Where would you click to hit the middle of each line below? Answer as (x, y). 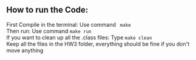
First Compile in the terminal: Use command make (69, 24)
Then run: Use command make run (49, 31)
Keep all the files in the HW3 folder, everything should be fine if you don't (98, 44)
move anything (25, 50)
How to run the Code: (47, 10)
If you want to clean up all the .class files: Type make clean (79, 37)
